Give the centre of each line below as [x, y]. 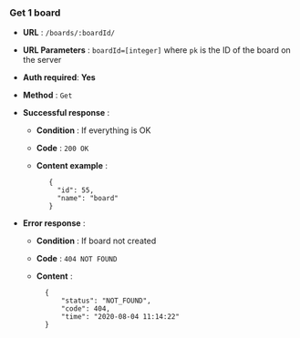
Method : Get [47, 95]
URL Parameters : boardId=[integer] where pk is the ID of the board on [157, 50]
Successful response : [66, 113]
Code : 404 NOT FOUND [77, 259]
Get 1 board [35, 13]
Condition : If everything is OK [93, 130]
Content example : [72, 166]
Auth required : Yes [59, 77]
